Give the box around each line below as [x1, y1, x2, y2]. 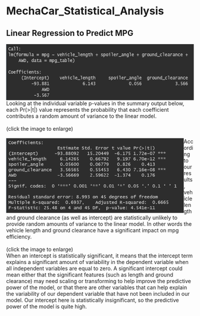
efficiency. [6, 233, 32, 240]
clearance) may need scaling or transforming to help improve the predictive [6, 278, 192, 284]
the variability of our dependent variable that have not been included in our [6, 290, 190, 297]
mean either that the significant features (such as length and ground [6, 271, 174, 278]
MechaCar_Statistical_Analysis [6, 4, 164, 18]
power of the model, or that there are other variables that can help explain [6, 284, 187, 291]
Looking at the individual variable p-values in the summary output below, [6, 100, 185, 107]
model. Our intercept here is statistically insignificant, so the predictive [6, 297, 179, 303]
